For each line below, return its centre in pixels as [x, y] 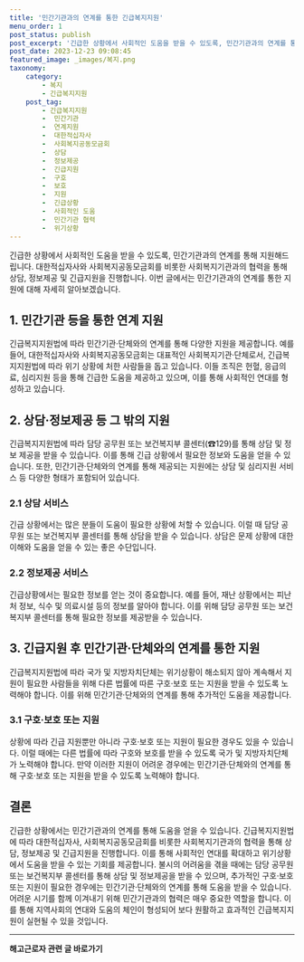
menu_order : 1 [36, 26]
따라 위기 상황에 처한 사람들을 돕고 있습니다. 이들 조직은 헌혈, [155, 367]
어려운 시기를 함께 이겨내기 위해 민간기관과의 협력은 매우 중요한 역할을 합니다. [146, 898]
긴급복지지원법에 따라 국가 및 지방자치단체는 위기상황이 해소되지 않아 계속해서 [146, 671]
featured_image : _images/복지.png [72, 60]
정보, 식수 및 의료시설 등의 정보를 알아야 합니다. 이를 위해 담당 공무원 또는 [147, 605]
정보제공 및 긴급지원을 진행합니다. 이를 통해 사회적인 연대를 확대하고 [141, 852]
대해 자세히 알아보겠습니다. [73, 289]
